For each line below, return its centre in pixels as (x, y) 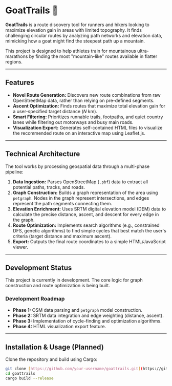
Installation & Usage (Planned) (55, 347)
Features (20, 83)
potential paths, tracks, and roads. (49, 187)
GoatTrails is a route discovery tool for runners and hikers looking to (77, 25)
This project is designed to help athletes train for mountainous (71, 51)
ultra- (143, 51)
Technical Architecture (43, 154)
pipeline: (14, 171)
